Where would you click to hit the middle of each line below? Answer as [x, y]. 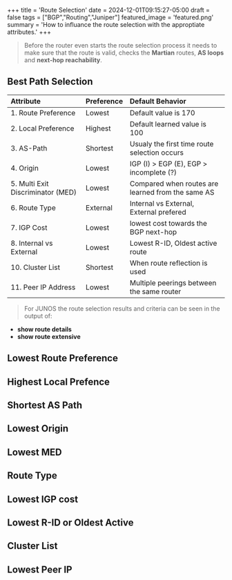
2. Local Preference [42, 128]
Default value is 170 [162, 113]
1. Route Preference [43, 113]
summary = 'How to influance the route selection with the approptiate [106, 25]
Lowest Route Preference [63, 358]
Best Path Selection [50, 82]
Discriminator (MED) [44, 192]
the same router [155, 291]
